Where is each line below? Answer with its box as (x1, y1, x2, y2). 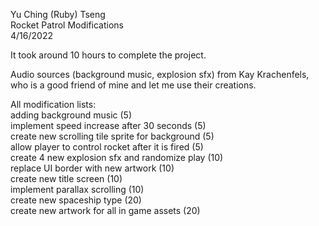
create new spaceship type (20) (10, 194, 142, 206)
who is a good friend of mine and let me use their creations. (10, 79, 257, 91)
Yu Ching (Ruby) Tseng (10, 9, 106, 20)
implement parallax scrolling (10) (10, 184, 145, 195)
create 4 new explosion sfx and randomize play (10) (10, 152, 224, 163)
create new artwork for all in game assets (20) (10, 205, 201, 216)
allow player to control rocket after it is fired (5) (10, 141, 204, 153)
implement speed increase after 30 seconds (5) (10, 120, 207, 131)
